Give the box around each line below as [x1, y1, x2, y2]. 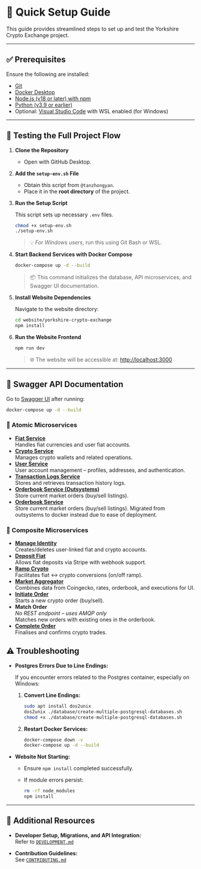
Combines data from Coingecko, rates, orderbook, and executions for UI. [14, 584, 195, 592]
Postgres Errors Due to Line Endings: [14, 662, 109, 669]
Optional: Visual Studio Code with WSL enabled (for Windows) [14, 107, 169, 114]
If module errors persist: [23, 776, 84, 784]
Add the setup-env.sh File [14, 170, 79, 177]
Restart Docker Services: [23, 725, 88, 732]
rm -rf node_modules [23, 788, 75, 794]
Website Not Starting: [14, 753, 71, 761]
